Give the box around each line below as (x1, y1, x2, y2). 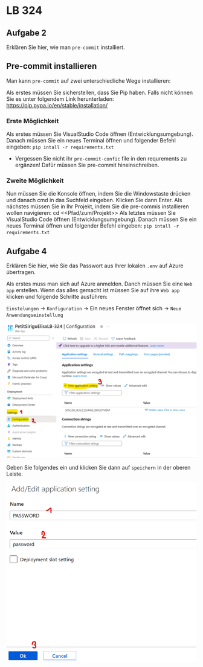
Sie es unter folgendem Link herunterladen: (6, 95, 114, 103)
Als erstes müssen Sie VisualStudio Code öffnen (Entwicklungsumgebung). (6, 130, 193, 138)
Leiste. (6, 470, 23, 477)
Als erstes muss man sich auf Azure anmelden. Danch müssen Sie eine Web (6, 280, 193, 287)
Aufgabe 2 (6, 28, 47, 38)
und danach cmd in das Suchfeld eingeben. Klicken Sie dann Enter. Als (6, 197, 182, 204)
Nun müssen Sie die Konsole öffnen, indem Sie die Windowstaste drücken (6, 190, 191, 197)
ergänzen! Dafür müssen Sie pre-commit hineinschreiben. (14, 161, 159, 169)
